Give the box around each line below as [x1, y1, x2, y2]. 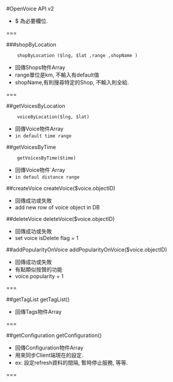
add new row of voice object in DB [14, 204, 100, 211]
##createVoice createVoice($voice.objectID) [6, 185, 116, 192]
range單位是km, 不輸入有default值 [14, 71, 99, 78]
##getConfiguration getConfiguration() [6, 332, 102, 339]
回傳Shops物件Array [14, 64, 66, 71]
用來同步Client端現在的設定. [14, 351, 84, 359]
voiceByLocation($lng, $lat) [17, 114, 90, 120]
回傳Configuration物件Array [14, 344, 84, 351]
